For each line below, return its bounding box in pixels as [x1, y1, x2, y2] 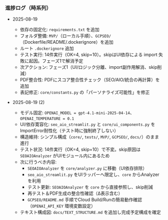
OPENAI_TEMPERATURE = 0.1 [20, 117, 74, 122]
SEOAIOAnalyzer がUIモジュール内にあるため [20, 153, 110, 159]
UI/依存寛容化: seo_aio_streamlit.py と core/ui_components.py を [20, 122, 155, 128]
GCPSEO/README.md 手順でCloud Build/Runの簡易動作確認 [27, 197, 142, 203]
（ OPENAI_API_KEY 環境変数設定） [27, 203, 96, 209]
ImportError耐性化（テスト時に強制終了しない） [20, 128, 119, 134]
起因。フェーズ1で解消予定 [29, 58, 84, 64]
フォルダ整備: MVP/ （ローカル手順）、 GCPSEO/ [20, 33, 111, 39]
